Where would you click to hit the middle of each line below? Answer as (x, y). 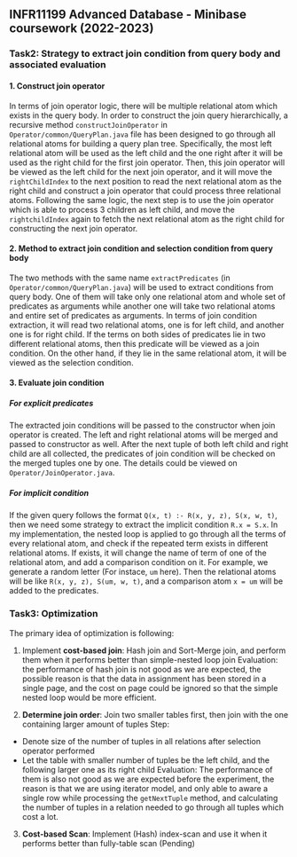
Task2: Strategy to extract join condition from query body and (145, 54)
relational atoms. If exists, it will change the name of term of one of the (138, 553)
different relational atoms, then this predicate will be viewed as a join (134, 343)
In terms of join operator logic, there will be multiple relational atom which (143, 106)
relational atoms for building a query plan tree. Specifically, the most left (141, 143)
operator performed (58, 751)
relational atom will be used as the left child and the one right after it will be (146, 153)
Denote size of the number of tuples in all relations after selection (141, 741)
